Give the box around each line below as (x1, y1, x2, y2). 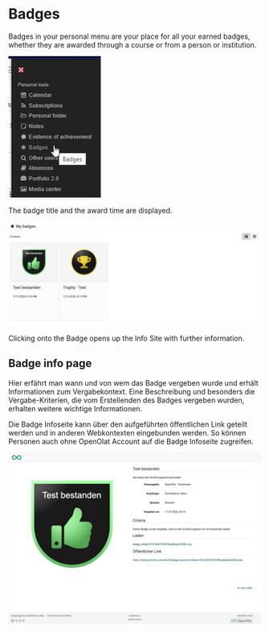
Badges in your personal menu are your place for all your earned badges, (8, 31, 251, 41)
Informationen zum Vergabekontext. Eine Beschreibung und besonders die (8, 386, 255, 396)
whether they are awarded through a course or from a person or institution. (8, 39, 257, 49)
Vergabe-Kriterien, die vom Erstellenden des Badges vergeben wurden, (8, 395, 245, 405)
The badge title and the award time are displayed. (8, 205, 173, 215)
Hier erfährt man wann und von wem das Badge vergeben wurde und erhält (8, 378, 259, 387)
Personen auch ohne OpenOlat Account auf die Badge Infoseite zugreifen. (8, 436, 255, 446)
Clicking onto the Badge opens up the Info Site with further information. (8, 333, 245, 343)
